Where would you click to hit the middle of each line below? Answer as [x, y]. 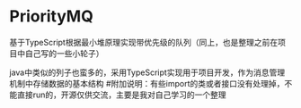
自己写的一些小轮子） [64, 53]
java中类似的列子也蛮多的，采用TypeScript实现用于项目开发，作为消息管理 [147, 72]
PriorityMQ [52, 17]
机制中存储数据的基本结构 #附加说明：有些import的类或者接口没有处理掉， [147, 83]
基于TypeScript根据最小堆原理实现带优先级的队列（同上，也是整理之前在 [144, 42]
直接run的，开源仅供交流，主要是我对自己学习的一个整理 [121, 95]
